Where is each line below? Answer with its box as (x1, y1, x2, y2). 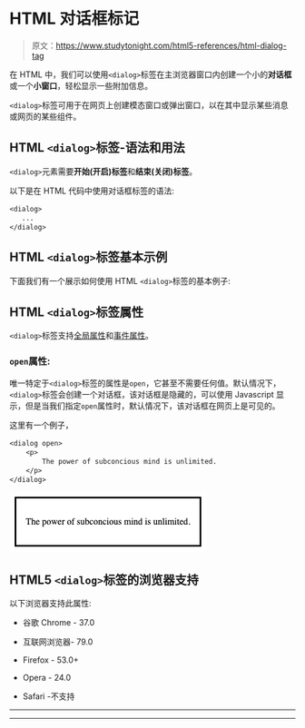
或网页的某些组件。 (9, 111, 82, 122)
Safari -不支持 (22, 691, 75, 702)
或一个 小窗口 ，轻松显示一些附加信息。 (9, 80, 152, 91)
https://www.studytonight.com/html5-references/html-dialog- (55, 40, 288, 51)
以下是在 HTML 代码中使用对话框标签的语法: (9, 185, 174, 196)
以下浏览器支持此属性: (9, 598, 93, 609)
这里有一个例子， (9, 419, 74, 430)
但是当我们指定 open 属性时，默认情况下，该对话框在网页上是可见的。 (25, 400, 280, 411)
